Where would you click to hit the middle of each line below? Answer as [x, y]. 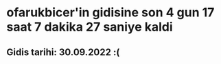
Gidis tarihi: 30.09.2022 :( [63, 52]
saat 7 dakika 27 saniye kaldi [90, 27]
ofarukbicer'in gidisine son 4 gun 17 [110, 13]
